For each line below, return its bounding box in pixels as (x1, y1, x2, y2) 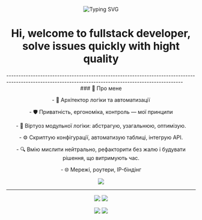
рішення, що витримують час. (62, 154, 140, 161)
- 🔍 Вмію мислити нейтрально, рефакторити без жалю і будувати (16, 146, 186, 153)
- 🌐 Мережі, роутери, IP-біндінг (60, 165, 142, 173)
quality (83, 52, 119, 66)
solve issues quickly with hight (22, 40, 180, 53)
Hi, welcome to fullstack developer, (11, 27, 191, 40)
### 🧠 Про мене (80, 85, 122, 92)
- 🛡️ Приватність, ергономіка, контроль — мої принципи (29, 108, 173, 115)
